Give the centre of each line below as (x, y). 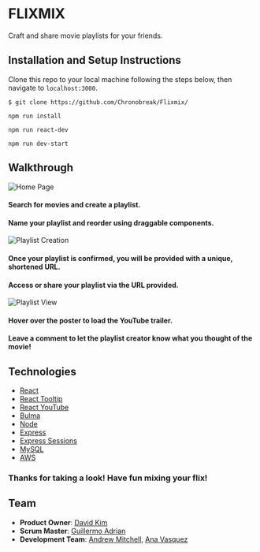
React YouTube (44, 408)
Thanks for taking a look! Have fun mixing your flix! (108, 478)
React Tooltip (41, 399)
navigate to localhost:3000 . (53, 88)
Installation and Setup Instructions (95, 60)
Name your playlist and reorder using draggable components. (111, 222)
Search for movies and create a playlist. (74, 205)
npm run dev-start (38, 144)
